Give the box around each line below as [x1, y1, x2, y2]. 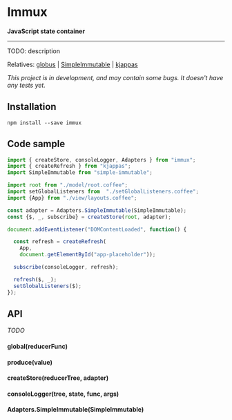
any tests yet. [7, 81, 46, 89]
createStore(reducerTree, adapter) [7, 374, 109, 382]
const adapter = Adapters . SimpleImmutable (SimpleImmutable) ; [7, 207, 187, 214]
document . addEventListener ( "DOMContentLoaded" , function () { [7, 226, 187, 233]
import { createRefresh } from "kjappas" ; [7, 163, 131, 170]
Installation [7, 101, 57, 113]
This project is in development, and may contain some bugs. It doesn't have [7, 73, 224, 82]
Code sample [7, 138, 66, 150]
